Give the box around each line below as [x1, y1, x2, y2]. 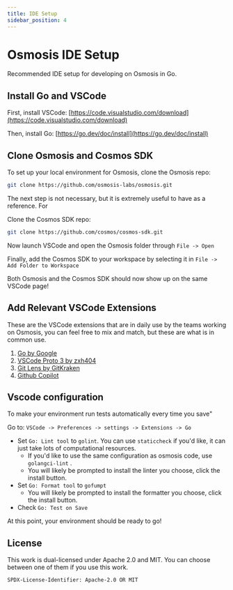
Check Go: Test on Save [17, 504, 88, 512]
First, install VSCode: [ [7, 109, 72, 117]
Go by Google [17, 349, 58, 357]
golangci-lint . [27, 459, 72, 467]
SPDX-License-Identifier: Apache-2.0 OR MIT [7, 577, 138, 584]
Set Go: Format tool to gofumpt [17, 481, 106, 490]
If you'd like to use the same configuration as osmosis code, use [27, 451, 213, 460]
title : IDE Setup [7, 10, 58, 17]
